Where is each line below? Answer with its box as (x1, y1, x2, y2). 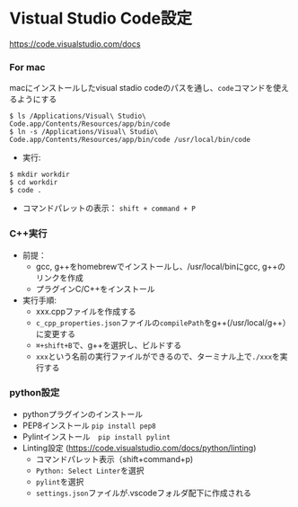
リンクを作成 (35, 271, 83, 283)
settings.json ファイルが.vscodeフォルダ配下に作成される (35, 487, 252, 498)
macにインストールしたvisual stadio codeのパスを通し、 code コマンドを (9, 83, 274, 93)
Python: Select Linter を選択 (35, 465, 145, 476)
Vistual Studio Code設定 (9, 8, 193, 29)
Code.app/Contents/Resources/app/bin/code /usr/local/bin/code (9, 136, 251, 145)
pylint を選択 (35, 476, 84, 486)
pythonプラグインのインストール (22, 408, 144, 419)
